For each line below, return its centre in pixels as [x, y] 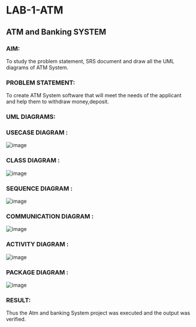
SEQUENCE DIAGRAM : [39, 188]
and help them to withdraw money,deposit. [58, 102]
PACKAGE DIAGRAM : [37, 272]
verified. [16, 319]
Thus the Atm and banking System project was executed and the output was [98, 313]
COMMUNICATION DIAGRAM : [50, 216]
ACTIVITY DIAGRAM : [37, 244]
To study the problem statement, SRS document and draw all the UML [90, 61]
